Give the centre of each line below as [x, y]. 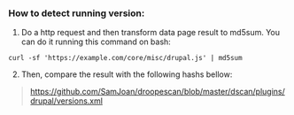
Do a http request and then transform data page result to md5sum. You [151, 33]
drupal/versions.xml [66, 101]
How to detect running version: [77, 13]
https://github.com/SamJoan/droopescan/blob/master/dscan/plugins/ [157, 92]
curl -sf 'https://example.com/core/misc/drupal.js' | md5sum [125, 58]
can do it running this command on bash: [96, 42]
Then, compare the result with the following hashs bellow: [127, 74]
